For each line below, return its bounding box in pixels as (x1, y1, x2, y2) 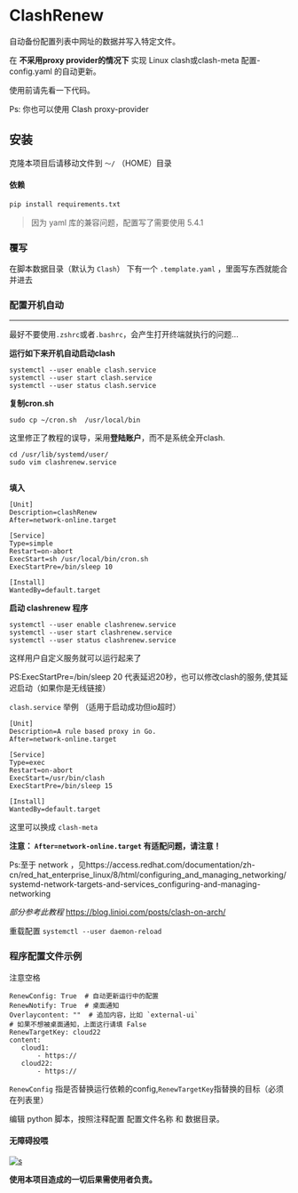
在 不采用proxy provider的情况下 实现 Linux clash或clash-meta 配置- (9, 54, 261, 65)
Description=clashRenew (9, 508, 98, 517)
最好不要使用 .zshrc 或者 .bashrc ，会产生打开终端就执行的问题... (9, 329, 239, 340)
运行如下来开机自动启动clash (9, 348, 115, 359)
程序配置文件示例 (9, 950, 82, 963)
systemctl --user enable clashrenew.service (9, 620, 176, 630)
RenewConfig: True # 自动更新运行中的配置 (9, 991, 160, 1001)
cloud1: (20, 1043, 50, 1052)
